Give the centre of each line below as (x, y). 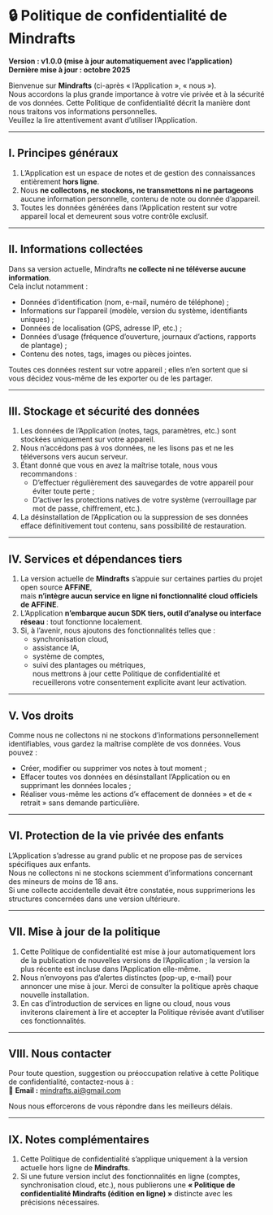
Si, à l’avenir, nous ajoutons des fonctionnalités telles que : (118, 630)
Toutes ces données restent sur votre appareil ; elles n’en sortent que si (128, 369)
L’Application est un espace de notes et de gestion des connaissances (138, 172)
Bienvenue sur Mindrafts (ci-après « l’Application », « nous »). (113, 85)
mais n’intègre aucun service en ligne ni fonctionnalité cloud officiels (139, 596)
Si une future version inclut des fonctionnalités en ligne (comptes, (130, 1177)
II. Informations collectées (76, 249)
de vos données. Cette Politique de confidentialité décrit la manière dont (129, 102)
